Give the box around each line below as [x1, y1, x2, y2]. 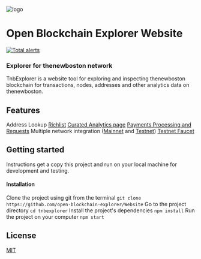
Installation [6, 180, 35, 188]
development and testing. [6, 167, 70, 174]
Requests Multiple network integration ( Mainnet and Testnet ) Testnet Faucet [6, 128, 195, 135]
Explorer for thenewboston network [6, 61, 113, 70]
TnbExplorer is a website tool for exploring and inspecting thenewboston [6, 75, 186, 82]
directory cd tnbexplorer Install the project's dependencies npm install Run [6, 207, 195, 214]
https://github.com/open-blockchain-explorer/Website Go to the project [6, 201, 187, 208]
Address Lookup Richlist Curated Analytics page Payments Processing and [6, 121, 192, 128]
